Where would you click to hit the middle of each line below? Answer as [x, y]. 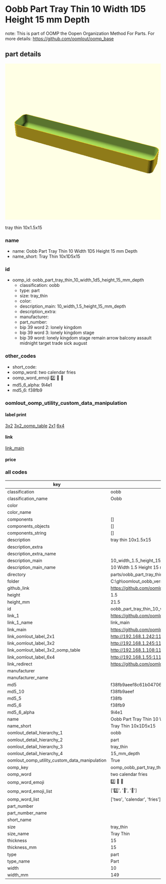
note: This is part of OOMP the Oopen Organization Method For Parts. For [80, 33]
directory [17, 574]
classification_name [27, 498]
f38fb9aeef [122, 691]
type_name [19, 861]
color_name [19, 512]
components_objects [28, 526]
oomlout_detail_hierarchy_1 [35, 733]
